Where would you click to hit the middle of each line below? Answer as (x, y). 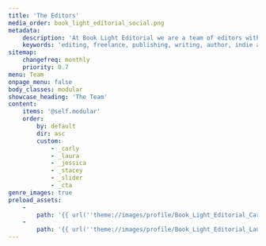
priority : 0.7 (46, 67)
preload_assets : (35, 200)
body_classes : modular (46, 89)
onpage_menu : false (40, 82)
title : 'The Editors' (44, 15)
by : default (57, 126)
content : (23, 104)
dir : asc (51, 133)
